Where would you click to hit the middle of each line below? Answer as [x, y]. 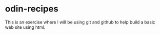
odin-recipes [32, 9]
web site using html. [25, 27]
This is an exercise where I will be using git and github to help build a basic [80, 22]
